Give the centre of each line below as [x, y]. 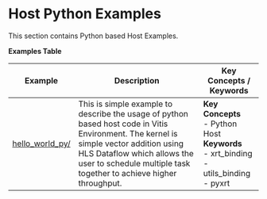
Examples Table [35, 51]
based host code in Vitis [123, 124]
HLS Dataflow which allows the [136, 153]
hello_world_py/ [41, 144]
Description [137, 80]
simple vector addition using [131, 144]
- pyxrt [217, 183]
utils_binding [227, 173]
